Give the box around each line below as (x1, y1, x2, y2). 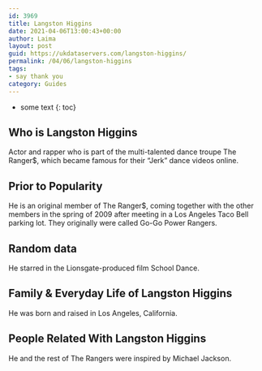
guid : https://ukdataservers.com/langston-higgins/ (8, 50, 187, 58)
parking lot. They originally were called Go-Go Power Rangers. (8, 218, 217, 228)
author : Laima (8, 34, 57, 43)
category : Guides (8, 80, 67, 88)
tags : (8, 65, 27, 73)
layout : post (8, 42, 53, 50)
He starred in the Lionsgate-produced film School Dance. (8, 263, 200, 273)
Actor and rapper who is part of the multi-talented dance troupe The (8, 147, 237, 157)
